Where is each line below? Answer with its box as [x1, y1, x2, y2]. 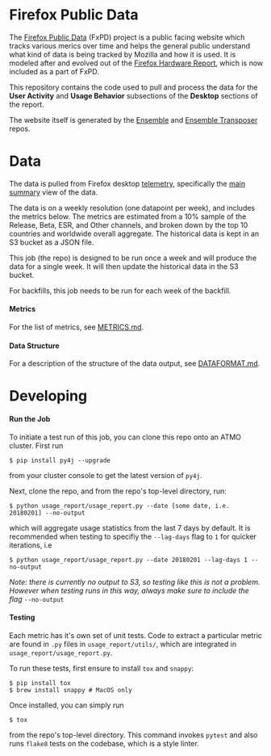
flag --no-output [9, 594, 65, 603]
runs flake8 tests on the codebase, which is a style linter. [9, 738, 200, 748]
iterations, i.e [9, 540, 52, 550]
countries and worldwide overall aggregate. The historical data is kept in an [9, 229, 260, 238]
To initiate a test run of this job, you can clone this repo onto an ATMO [9, 432, 241, 442]
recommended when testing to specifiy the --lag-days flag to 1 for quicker [9, 531, 257, 541]
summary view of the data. [9, 187, 98, 197]
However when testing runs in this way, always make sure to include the [9, 586, 249, 595]
